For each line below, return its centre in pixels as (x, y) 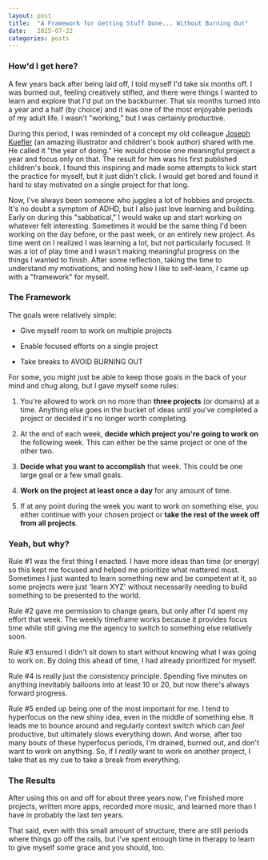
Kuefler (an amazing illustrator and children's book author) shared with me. (132, 142)
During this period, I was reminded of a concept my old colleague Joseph (129, 133)
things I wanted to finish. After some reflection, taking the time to (115, 260)
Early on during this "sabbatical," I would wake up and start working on (125, 217)
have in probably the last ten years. (66, 815)
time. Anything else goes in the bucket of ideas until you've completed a (139, 409)
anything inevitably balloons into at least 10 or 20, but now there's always (129, 685)
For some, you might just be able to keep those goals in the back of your (128, 377)
